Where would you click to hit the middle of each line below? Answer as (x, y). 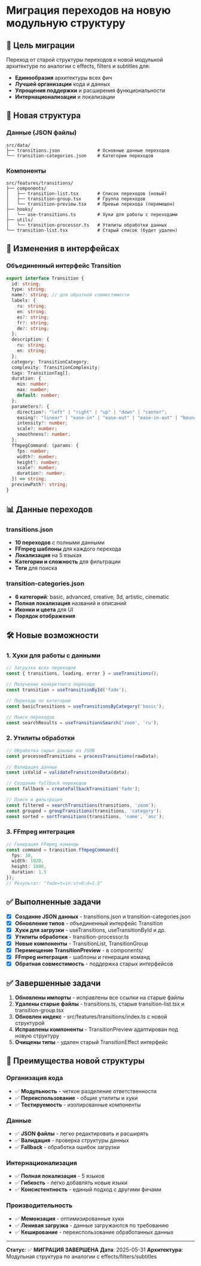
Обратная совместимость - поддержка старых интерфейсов (94, 964)
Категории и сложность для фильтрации (68, 562)
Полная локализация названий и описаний (71, 603)
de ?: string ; (33, 328)
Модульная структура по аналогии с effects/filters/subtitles (82, 1256)
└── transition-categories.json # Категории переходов (80, 156)
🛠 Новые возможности (52, 635)
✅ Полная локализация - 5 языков (60, 1176)
